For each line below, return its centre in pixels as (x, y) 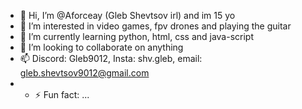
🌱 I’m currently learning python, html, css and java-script (137, 36)
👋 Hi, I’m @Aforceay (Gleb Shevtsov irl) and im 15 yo (127, 15)
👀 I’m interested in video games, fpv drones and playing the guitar (155, 26)
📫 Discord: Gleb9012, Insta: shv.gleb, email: (111, 58)
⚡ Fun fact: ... (62, 94)
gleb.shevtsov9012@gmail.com (84, 73)
